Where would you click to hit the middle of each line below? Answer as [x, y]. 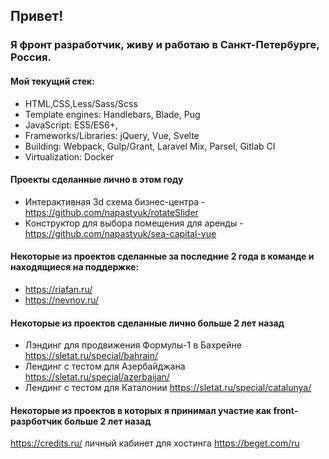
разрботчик [36, 421]
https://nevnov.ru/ [62, 300]
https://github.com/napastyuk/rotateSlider [111, 212]
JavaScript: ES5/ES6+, [71, 125]
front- [286, 410]
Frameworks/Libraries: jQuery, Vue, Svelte [112, 135]
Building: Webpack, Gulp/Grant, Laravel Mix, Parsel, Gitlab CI [150, 146]
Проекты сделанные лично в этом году [97, 180]
